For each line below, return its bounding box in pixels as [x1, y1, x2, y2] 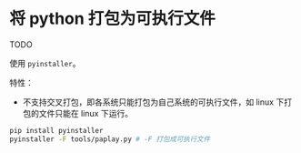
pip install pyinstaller [9, 126, 104, 135]
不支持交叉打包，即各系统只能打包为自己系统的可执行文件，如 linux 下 [22, 97, 285, 107]
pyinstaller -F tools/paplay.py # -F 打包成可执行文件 [9, 134, 211, 144]
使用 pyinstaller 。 [9, 57, 81, 68]
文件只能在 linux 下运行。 [38, 107, 134, 118]
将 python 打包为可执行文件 [9, 8, 216, 29]
